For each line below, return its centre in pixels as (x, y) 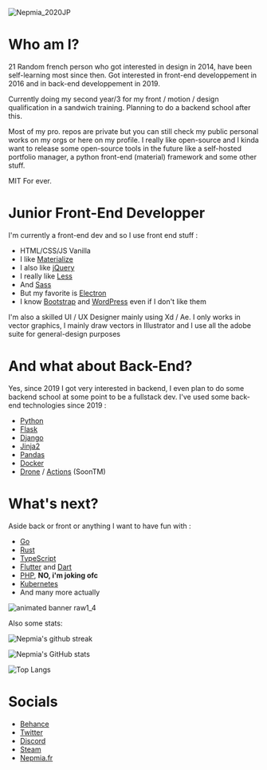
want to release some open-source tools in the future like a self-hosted (125, 148)
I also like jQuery (47, 267)
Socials (33, 701)
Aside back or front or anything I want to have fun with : (100, 526)
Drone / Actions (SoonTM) (63, 472)
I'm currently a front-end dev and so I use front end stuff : (103, 235)
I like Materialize (46, 259)
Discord (33, 740)
